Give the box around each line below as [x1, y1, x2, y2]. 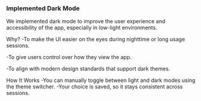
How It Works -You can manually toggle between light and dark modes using [6, 76, 196, 84]
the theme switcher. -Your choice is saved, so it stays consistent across [6, 83, 183, 90]
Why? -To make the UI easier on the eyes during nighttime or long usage [6, 36, 185, 43]
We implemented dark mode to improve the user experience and [6, 18, 166, 25]
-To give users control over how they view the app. [6, 54, 132, 61]
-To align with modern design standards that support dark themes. [6, 65, 170, 72]
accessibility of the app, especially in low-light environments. [6, 24, 158, 31]
